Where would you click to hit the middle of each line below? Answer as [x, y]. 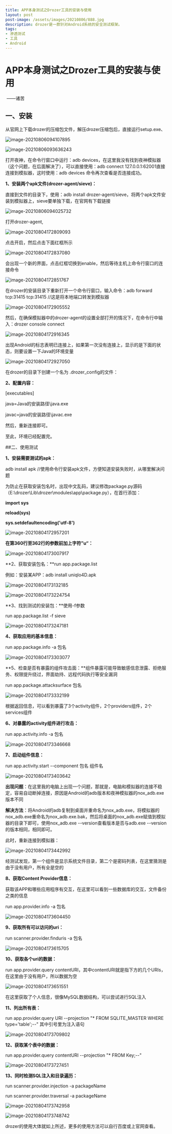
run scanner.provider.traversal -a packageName [56, 1096]
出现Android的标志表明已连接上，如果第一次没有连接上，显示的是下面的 [81, 345]
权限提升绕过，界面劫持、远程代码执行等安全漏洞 [66, 674]
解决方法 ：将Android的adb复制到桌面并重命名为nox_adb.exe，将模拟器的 [82, 810]
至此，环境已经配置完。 [30, 436]
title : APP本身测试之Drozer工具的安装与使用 [49, 10]
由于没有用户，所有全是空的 [35, 867]
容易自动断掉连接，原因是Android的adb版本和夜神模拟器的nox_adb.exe [89, 793]
